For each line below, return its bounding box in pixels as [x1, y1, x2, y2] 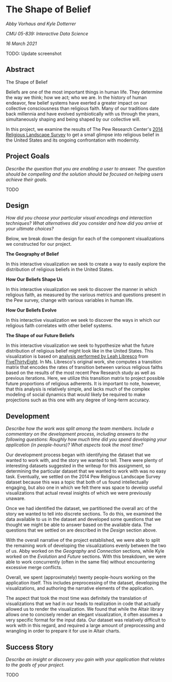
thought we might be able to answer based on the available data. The [6, 522, 152, 528]
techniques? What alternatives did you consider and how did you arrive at [6, 220, 163, 226]
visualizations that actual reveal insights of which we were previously [6, 490, 152, 496]
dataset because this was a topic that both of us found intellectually [6, 479, 149, 485]
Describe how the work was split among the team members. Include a [6, 425, 154, 432]
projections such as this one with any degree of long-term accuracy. [6, 397, 150, 403]
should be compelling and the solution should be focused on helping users [6, 171, 163, 177]
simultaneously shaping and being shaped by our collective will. [6, 116, 141, 122]
